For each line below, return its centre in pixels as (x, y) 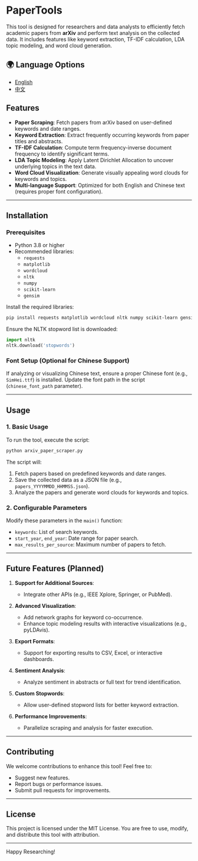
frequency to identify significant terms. (62, 154)
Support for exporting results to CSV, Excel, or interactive (93, 653)
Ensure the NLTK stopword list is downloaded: (62, 329)
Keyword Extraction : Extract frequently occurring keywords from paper (102, 135)
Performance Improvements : (51, 716)
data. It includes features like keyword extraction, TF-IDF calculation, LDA (95, 39)
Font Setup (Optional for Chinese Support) (68, 360)
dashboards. (39, 659)
